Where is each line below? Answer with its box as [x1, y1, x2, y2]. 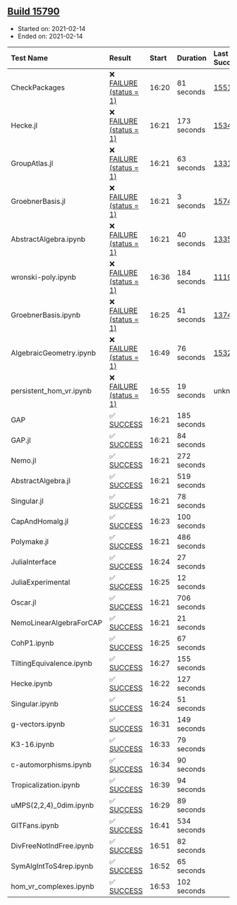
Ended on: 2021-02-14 [17, 32, 83, 40]
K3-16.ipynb [11, 739, 55, 749]
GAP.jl [11, 435, 31, 445]
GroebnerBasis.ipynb [11, 310, 81, 320]
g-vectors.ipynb [11, 719, 66, 729]
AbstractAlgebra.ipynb [11, 234, 86, 244]
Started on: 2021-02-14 [17, 24, 86, 32]
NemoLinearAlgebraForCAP [11, 617, 103, 627]
